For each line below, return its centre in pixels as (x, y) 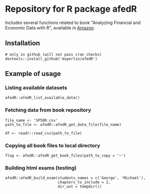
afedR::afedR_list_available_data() (42, 98)
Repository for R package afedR (71, 9)
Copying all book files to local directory (53, 145)
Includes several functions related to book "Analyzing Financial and (73, 23)
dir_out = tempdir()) (80, 187)
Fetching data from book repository (48, 110)
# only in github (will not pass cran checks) (53, 54)
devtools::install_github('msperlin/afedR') (51, 59)
